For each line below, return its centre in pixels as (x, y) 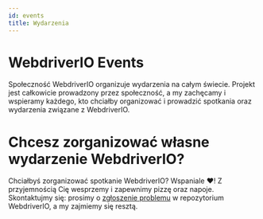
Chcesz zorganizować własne (109, 142)
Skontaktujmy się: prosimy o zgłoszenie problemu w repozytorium (116, 198)
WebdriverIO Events (76, 63)
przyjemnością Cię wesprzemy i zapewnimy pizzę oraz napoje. (111, 190)
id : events (26, 16)
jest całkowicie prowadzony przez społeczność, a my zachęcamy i (117, 93)
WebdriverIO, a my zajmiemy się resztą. (73, 206)
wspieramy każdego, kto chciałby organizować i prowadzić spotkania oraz (130, 101)
